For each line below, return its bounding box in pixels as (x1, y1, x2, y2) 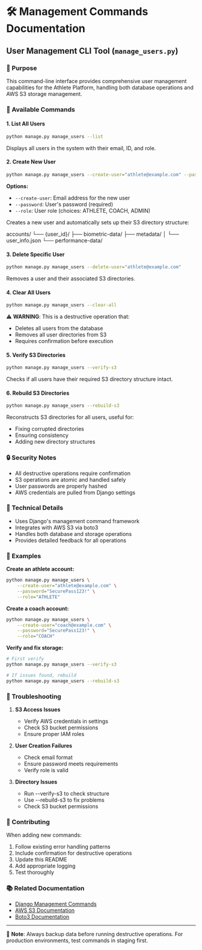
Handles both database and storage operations (14, 530, 132, 537)
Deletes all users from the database (14, 325, 103, 332)
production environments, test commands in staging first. (6, 937, 148, 944)
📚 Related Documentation (6, 884, 85, 893)
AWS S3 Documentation (14, 907, 75, 914)
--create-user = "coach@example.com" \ (17, 622, 112, 628)
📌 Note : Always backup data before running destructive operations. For (6, 930, 183, 937)
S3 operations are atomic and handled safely (14, 476, 126, 483)
